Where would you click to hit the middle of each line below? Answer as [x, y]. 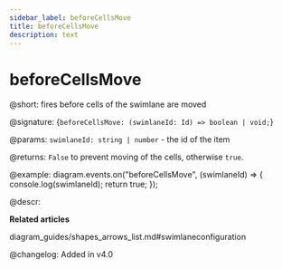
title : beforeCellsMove [54, 26]
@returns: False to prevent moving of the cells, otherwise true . [127, 157]
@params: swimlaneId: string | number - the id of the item [120, 139]
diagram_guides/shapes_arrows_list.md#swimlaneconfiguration [128, 237]
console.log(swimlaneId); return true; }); [84, 184]
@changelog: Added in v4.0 [61, 255]
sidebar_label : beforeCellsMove [70, 18]
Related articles [39, 219]
